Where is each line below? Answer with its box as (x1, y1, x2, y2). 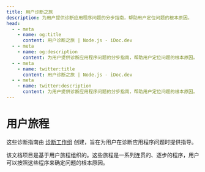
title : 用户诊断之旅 (6, 9, 53, 15)
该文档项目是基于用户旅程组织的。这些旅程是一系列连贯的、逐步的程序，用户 (6, 151, 199, 159)
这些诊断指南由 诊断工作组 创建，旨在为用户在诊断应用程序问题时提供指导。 (6, 138, 197, 146)
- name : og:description (17, 49, 78, 55)
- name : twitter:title (17, 65, 75, 72)
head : (6, 20, 20, 26)
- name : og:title (17, 32, 62, 38)
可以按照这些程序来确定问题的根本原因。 (6, 159, 108, 166)
